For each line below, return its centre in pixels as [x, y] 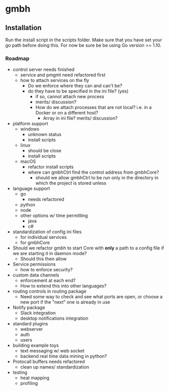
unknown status [45, 134]
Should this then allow [44, 259]
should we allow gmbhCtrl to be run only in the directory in [97, 178]
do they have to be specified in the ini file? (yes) [78, 91]
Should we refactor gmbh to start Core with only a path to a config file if [88, 248]
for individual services [44, 237]
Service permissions [34, 264]
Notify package [29, 308]
